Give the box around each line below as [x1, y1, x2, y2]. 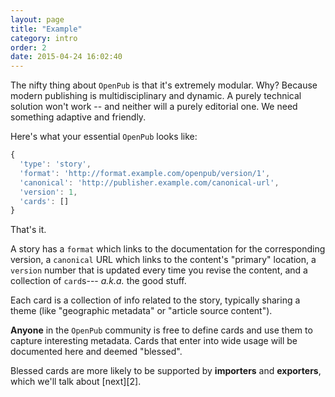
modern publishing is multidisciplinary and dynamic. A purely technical [10, 90, 302, 102]
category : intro [10, 33, 78, 43]
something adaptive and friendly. [10, 111, 147, 123]
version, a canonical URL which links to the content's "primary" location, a [10, 254, 317, 266]
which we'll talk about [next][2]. [10, 376, 142, 388]
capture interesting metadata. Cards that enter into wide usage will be [10, 335, 298, 347]
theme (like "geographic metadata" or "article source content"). [10, 305, 273, 317]
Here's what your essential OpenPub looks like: [10, 131, 198, 143]
